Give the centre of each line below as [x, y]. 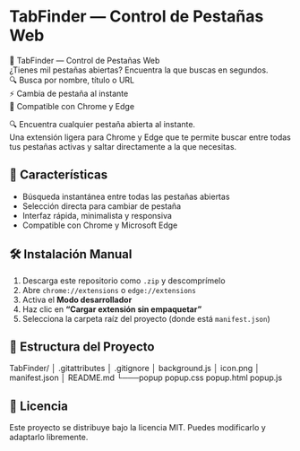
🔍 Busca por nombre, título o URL [72, 80]
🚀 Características [59, 175]
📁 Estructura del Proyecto [82, 347]
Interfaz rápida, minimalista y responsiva [97, 215]
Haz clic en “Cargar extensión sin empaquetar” [112, 309]
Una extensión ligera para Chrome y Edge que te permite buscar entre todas [150, 137]
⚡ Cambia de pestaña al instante [69, 93]
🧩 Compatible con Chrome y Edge [72, 106]
